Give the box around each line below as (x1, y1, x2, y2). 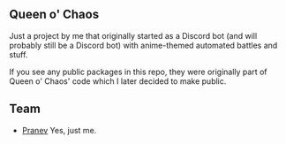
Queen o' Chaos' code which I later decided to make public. (9, 75, 227, 87)
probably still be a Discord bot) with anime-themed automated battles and (9, 40, 278, 50)
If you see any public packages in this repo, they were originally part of (9, 66, 267, 77)
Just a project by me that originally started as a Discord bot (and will (9, 30, 258, 41)
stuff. (9, 49, 28, 60)
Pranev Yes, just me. (21, 125, 97, 135)
